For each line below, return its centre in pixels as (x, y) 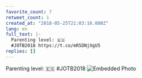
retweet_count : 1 (27, 18)
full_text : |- (24, 34)
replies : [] (21, 51)
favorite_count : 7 (29, 12)
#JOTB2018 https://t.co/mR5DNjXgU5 (56, 46)
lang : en (17, 29)
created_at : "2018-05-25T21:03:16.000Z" (57, 23)
